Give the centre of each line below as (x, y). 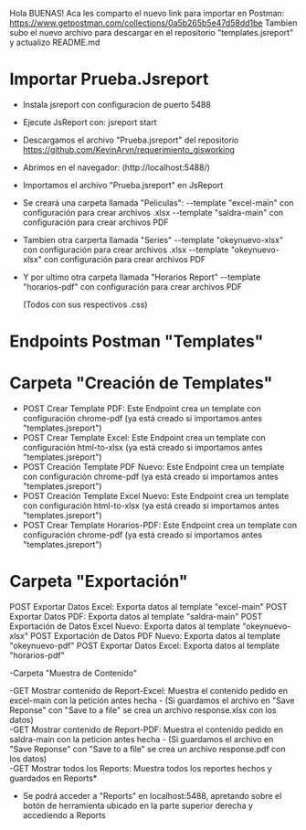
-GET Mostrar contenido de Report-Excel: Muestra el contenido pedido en (149, 691)
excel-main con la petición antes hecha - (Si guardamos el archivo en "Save (152, 700)
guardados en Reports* (53, 778)
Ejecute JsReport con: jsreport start (90, 122)
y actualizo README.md (55, 42)
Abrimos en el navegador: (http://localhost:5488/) (116, 167)
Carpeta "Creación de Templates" (141, 383)
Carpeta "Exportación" (99, 582)
